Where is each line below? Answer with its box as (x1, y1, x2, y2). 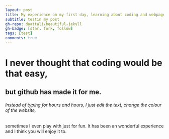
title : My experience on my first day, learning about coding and (5, 12, 147, 17)
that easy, (5, 68, 48, 80)
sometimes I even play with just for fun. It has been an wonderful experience (5, 123, 164, 129)
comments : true (5, 36, 37, 41)
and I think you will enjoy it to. (5, 128, 67, 134)
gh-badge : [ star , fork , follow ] (5, 26, 73, 31)
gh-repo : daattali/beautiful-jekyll (5, 21, 82, 27)
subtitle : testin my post (5, 17, 59, 22)
